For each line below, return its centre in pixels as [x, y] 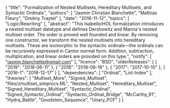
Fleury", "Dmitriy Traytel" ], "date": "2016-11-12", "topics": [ [67, 18]
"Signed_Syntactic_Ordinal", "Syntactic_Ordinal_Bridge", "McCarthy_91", [81, 94]
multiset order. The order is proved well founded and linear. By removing [82, 35]
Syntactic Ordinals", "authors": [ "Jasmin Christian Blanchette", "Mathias [81, 13]
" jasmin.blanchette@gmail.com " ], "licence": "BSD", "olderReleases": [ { [81, 62]
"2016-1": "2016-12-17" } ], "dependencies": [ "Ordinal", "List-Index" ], [79, 73]
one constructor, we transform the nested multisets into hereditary [75, 40]
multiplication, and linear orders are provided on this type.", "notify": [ [79, 56]
